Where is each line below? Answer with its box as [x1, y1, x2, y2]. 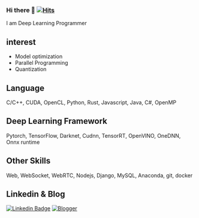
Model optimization [14, 53, 63, 60]
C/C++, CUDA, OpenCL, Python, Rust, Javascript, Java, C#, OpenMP [6, 99, 177, 106]
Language [6, 83, 45, 93]
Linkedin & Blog [6, 189, 65, 199]
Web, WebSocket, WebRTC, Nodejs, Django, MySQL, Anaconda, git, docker [6, 171, 193, 179]
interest [6, 37, 36, 47]
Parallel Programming [14, 59, 68, 66]
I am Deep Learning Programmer [6, 20, 87, 27]
